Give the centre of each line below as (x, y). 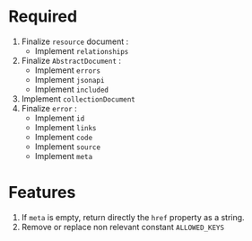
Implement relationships (82, 50)
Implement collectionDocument (78, 98)
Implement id (60, 118)
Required (43, 17)
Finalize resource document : (75, 41)
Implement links (65, 127)
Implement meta (64, 156)
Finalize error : (49, 108)
